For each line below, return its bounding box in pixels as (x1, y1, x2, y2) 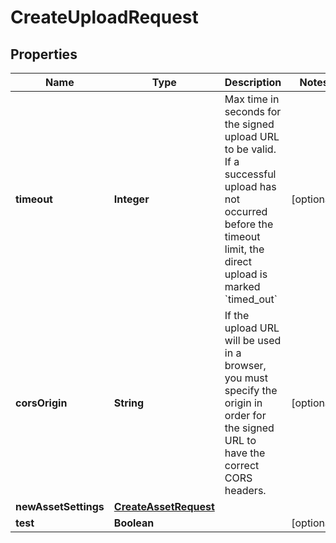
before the (224, 217, 274, 231)
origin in (224, 396, 263, 410)
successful (224, 167, 277, 181)
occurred (224, 205, 268, 218)
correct (224, 459, 260, 472)
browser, (224, 359, 267, 372)
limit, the (224, 242, 265, 256)
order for (224, 409, 267, 422)
